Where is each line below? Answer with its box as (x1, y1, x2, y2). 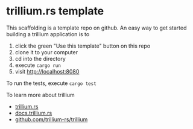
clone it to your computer (14, 48, 78, 55)
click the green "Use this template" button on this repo (14, 42, 151, 49)
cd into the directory (14, 55, 66, 62)
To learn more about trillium (6, 91, 75, 98)
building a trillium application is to (6, 30, 90, 37)
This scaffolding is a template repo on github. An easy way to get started (6, 24, 187, 31)
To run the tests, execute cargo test (6, 80, 96, 87)
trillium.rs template (6, 4, 104, 18)
